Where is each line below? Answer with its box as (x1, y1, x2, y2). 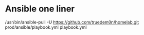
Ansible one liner (5, 3, 75, 14)
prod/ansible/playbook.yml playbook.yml (5, 24, 87, 30)
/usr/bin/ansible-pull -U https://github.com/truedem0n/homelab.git (5, 19, 139, 25)
